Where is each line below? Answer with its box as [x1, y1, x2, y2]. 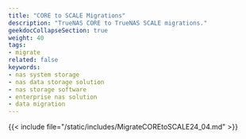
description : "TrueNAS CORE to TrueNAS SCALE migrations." [8, 19, 208, 27]
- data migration [8, 100, 66, 108]
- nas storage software [8, 85, 87, 94]
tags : [8, 41, 26, 49]
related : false [8, 56, 59, 64]
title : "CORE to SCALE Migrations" [8, 11, 126, 20]
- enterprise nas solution [8, 93, 98, 101]
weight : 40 [8, 33, 44, 42]
